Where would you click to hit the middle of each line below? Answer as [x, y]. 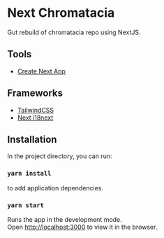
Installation [32, 139]
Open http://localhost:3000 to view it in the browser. [82, 227]
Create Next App [42, 71]
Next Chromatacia [61, 13]
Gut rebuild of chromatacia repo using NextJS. [74, 32]
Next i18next [35, 118]
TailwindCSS [36, 110]
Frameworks [35, 93]
